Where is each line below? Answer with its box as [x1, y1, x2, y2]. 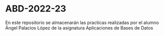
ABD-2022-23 [5, 3, 67, 14]
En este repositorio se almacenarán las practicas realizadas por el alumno [5, 19, 159, 25]
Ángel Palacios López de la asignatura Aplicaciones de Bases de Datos [5, 24, 153, 30]
